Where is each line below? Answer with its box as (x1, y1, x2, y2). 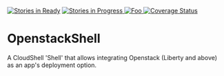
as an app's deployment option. (7, 61, 97, 69)
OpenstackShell (7, 31, 101, 46)
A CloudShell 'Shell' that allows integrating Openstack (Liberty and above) (7, 53, 218, 61)
